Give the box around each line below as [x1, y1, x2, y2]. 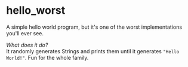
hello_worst [6, 4, 66, 17]
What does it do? [6, 41, 48, 48]
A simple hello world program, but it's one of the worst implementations [6, 23, 183, 31]
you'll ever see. [6, 29, 44, 36]
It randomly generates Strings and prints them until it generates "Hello [6, 47, 180, 54]
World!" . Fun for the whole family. [6, 54, 89, 61]
